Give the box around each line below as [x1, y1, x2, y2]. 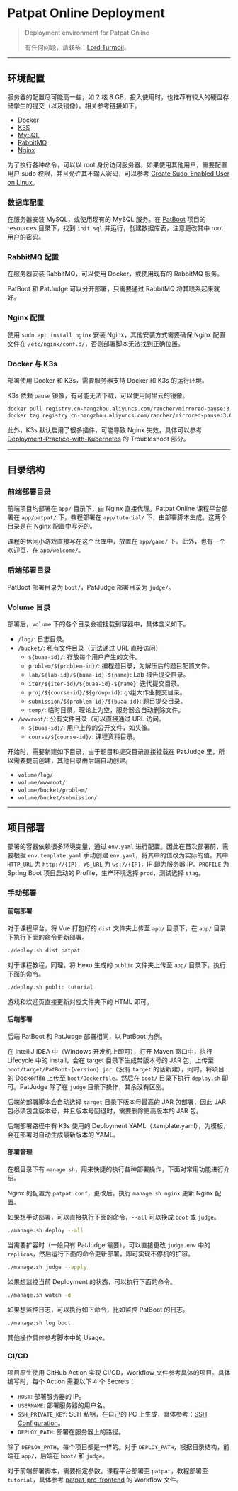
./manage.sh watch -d [7, 1291, 72, 1298]
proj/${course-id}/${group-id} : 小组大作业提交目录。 [28, 687, 186, 696]
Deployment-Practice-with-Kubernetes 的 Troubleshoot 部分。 [7, 434, 190, 443]
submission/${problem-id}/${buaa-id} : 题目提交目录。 [28, 697, 187, 705]
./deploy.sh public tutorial [7, 984, 93, 991]
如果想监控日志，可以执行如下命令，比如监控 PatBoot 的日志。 [7, 1305, 189, 1314]
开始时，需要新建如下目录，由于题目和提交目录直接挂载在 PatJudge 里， [7, 747, 219, 755]
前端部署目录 [7, 487, 52, 497]
